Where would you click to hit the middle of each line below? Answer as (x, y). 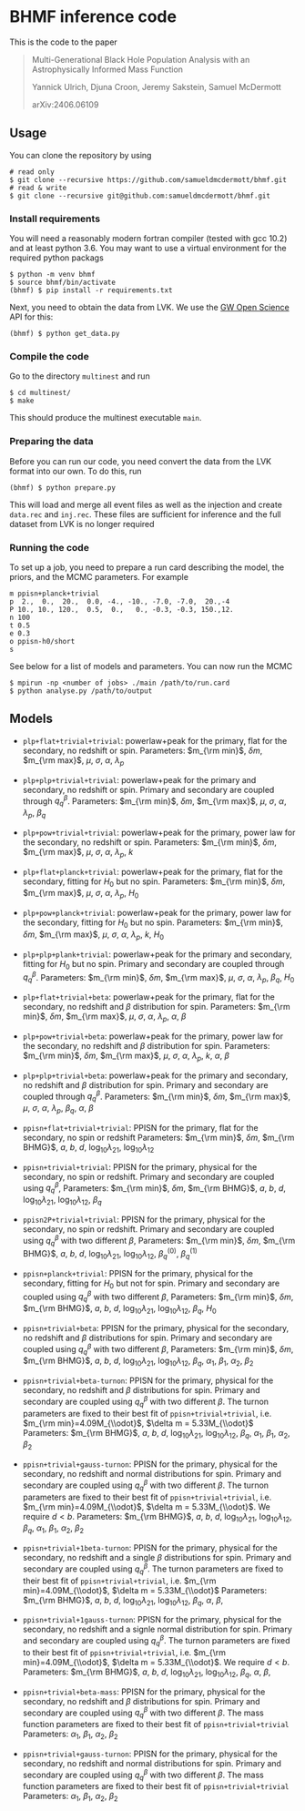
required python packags (57, 258)
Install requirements (55, 219)
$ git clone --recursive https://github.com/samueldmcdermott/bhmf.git (148, 179)
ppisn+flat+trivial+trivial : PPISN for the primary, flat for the (140, 1127)
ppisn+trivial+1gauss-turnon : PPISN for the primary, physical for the (152, 1620)
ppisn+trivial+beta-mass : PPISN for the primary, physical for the (144, 1692)
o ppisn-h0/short (42, 641)
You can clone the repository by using (81, 155)
